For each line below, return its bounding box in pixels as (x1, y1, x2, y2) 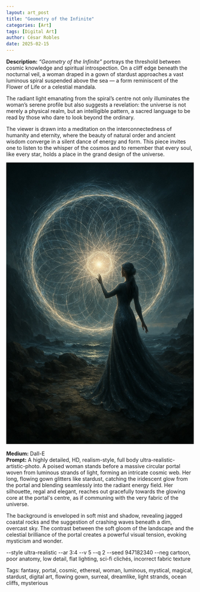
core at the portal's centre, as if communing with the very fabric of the (6, 494, 179, 501)
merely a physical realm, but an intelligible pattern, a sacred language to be (6, 108, 190, 114)
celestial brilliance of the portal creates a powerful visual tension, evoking (6, 531, 187, 538)
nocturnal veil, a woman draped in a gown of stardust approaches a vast (6, 71, 184, 77)
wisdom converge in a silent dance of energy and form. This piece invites (6, 138, 186, 145)
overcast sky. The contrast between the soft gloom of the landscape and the (6, 524, 194, 532)
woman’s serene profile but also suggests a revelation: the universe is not (6, 101, 186, 108)
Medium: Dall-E (6, 450, 45, 457)
